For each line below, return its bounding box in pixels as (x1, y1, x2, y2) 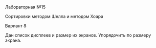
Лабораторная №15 (5, 4, 45, 10)
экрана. (5, 37, 22, 43)
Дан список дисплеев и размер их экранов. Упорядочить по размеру (5, 32, 151, 38)
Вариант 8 (5, 23, 27, 29)
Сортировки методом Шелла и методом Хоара (5, 14, 104, 19)
